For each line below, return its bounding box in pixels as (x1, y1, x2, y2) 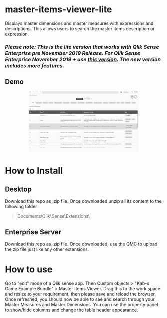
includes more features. (5, 62, 65, 69)
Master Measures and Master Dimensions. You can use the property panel (5, 301, 158, 307)
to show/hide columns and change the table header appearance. (5, 307, 138, 313)
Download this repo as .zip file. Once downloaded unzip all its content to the (5, 198, 162, 204)
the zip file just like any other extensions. (5, 246, 89, 252)
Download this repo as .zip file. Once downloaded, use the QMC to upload (5, 241, 158, 247)
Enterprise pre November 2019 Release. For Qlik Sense (5, 49, 141, 56)
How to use (5, 264, 53, 275)
